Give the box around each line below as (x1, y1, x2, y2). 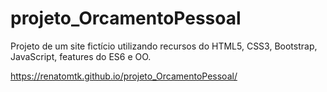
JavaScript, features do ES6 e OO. (10, 50, 152, 62)
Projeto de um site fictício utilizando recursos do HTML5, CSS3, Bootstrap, (10, 40, 318, 52)
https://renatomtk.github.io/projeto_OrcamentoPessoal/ (10, 70, 238, 82)
